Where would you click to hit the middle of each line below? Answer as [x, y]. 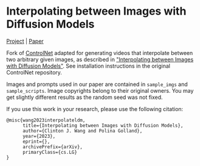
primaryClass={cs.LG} [50, 152]
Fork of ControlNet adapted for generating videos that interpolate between [100, 52]
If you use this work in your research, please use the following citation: [95, 109]
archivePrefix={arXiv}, [53, 147]
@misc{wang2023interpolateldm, [46, 120]
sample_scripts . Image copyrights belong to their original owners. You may [100, 90]
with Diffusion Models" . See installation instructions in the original [88, 66]
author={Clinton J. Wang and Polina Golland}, [82, 131]
